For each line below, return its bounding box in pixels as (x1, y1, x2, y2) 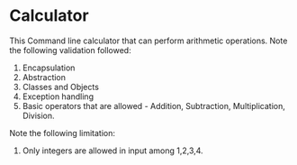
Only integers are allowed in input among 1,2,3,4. (22, 145, 204, 156)
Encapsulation (22, 62, 76, 73)
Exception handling (22, 91, 94, 102)
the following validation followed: (9, 44, 132, 55)
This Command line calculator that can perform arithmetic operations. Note (9, 35, 288, 46)
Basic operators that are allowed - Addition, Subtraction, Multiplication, (22, 100, 285, 111)
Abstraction (22, 71, 66, 82)
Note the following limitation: (9, 127, 115, 138)
